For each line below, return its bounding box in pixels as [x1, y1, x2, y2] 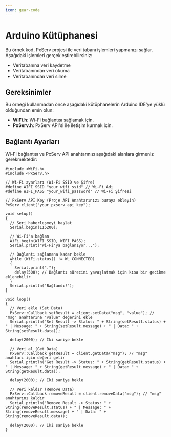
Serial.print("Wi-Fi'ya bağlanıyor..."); [10, 243, 100, 248]
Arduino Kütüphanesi [5, 29, 98, 41]
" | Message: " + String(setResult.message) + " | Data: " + [5, 324, 139, 329]
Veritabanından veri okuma [12, 67, 70, 74]
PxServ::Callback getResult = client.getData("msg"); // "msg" [10, 351, 147, 356]
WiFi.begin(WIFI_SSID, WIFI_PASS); [10, 239, 86, 244]
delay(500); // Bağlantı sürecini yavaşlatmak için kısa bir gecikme [14, 270, 166, 275]
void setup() [5, 211, 33, 216]
